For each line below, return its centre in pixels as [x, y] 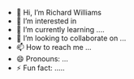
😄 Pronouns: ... [42, 59]
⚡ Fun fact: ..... [40, 68]
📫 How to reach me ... [54, 47]
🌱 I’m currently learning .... [60, 29]
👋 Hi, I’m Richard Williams [58, 12]
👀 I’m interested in [46, 21]
